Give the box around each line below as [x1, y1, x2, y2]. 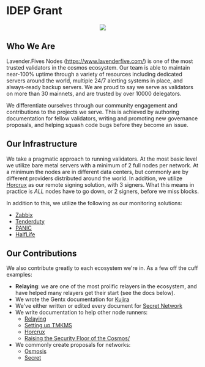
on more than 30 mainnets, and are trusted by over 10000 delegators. [6, 90, 182, 97]
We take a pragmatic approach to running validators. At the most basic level [6, 155, 198, 162]
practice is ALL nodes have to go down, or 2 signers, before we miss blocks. [6, 187, 199, 195]
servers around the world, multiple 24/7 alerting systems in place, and [6, 77, 183, 84]
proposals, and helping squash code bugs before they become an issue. [6, 121, 188, 128]
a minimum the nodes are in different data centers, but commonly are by [6, 168, 188, 175]
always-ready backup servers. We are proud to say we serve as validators [6, 83, 194, 90]
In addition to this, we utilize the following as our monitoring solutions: [6, 199, 182, 206]
